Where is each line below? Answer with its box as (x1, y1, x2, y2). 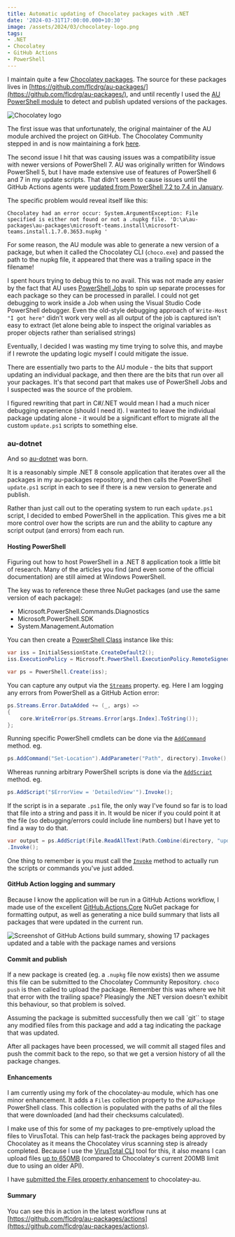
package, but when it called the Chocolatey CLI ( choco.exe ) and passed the (7, 248, 225, 256)
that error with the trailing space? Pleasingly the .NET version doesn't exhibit (7, 993, 228, 1001)
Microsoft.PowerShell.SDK (17, 615, 94, 623)
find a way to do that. (7, 824, 69, 832)
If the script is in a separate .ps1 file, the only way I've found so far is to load (7, 802, 227, 810)
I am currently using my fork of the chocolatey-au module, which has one (7, 1089, 219, 1097)
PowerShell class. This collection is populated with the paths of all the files (7, 1103, 222, 1112)
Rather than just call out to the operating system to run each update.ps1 (7, 504, 213, 512)
